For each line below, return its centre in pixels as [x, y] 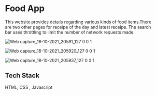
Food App [25, 8]
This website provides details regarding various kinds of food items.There [78, 22]
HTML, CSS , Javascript [29, 87]
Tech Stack [22, 76]
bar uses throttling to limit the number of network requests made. [70, 32]
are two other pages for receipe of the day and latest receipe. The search [78, 27]
